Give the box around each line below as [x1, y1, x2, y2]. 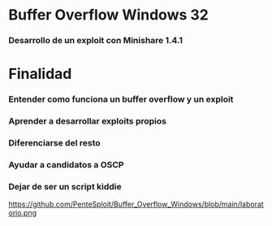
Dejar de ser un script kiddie [8, 180, 122, 192]
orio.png [8, 208, 37, 218]
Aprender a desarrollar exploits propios [8, 115, 166, 127]
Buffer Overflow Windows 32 [8, 6, 209, 24]
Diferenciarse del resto [8, 137, 101, 149]
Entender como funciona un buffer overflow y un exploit [8, 93, 234, 105]
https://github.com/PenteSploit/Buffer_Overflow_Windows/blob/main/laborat [8, 199, 264, 209]
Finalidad [8, 65, 72, 83]
